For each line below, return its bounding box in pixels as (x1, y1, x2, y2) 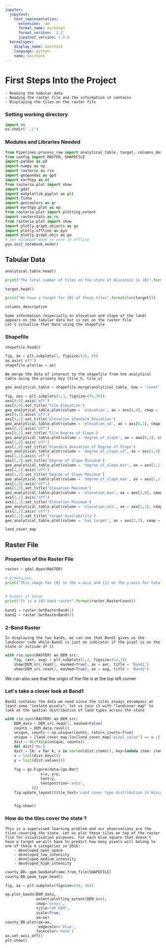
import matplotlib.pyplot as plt (5, 191, 74, 196)
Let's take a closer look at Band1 (5, 688, 84, 695)
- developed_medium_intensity (14, 856, 77, 861)
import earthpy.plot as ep (5, 205, 61, 210)
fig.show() (14, 803, 37, 808)
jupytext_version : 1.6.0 (18, 35, 70, 40)
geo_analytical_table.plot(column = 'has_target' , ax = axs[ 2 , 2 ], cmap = (5, 518, 161, 523)
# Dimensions (5, 575, 32, 581)
